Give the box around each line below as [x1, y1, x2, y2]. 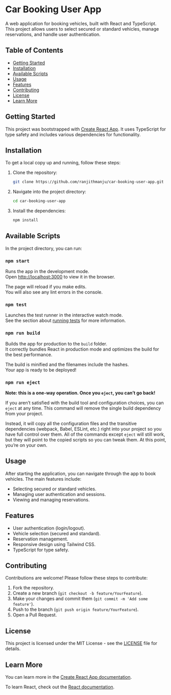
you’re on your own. [5, 442, 47, 448]
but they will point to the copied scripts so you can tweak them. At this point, [5, 437, 166, 442]
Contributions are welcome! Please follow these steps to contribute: [5, 575, 148, 581]
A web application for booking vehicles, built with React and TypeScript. [5, 20, 157, 27]
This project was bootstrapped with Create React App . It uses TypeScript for [5, 126, 166, 132]
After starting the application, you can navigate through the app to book [5, 470, 156, 477]
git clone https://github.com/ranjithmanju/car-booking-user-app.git [12, 180, 164, 185]
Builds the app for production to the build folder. [5, 340, 108, 346]
